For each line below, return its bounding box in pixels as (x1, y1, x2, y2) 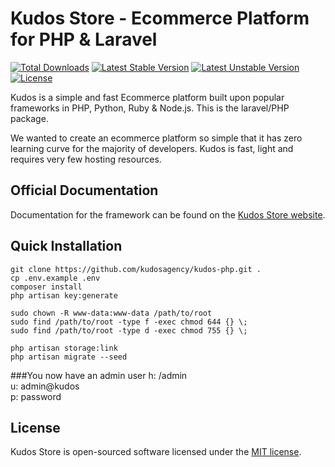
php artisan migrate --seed (10, 352, 128, 362)
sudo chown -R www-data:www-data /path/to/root (10, 308, 213, 318)
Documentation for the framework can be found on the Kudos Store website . (10, 208, 326, 221)
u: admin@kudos (10, 380, 80, 392)
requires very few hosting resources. (10, 153, 162, 165)
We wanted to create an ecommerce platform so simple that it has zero (10, 132, 303, 144)
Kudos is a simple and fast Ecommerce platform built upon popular (10, 91, 285, 103)
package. (10, 112, 49, 124)
